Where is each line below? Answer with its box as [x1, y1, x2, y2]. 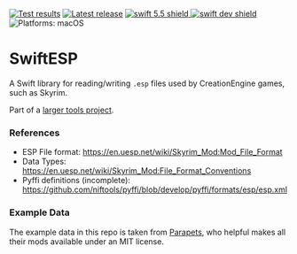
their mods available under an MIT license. [9, 235, 164, 247]
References [9, 127, 60, 139]
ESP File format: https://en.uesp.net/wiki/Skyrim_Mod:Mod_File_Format [21, 147, 283, 158]
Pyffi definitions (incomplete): [21, 175, 131, 186]
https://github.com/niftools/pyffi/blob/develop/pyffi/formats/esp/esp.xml [21, 184, 288, 195]
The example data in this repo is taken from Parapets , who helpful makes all [9, 227, 286, 237]
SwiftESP [9, 49, 78, 69]
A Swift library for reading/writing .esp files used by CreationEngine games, [9, 78, 285, 89]
